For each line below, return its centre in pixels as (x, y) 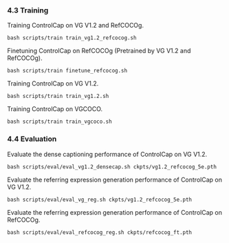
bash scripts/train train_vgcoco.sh (59, 122)
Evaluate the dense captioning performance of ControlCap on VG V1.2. (107, 154)
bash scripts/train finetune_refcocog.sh (67, 71)
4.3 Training (28, 10)
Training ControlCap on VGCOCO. (55, 109)
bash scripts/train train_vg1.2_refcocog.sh (72, 38)
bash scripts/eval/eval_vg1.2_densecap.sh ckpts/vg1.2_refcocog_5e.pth (112, 167)
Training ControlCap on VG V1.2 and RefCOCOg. (76, 26)
